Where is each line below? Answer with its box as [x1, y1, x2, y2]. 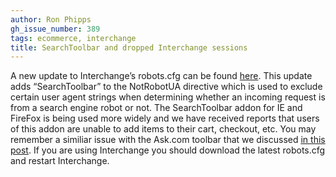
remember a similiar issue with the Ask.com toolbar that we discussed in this [10, 134, 326, 146]
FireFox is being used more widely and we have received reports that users [10, 112, 320, 125]
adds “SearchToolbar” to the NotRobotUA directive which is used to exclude [10, 81, 323, 93]
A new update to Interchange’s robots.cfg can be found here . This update [10, 70, 313, 82]
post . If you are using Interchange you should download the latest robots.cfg [10, 144, 326, 156]
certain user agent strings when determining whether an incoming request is [10, 91, 326, 103]
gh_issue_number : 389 [10, 24, 101, 34]
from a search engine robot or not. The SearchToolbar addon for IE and [10, 102, 303, 114]
